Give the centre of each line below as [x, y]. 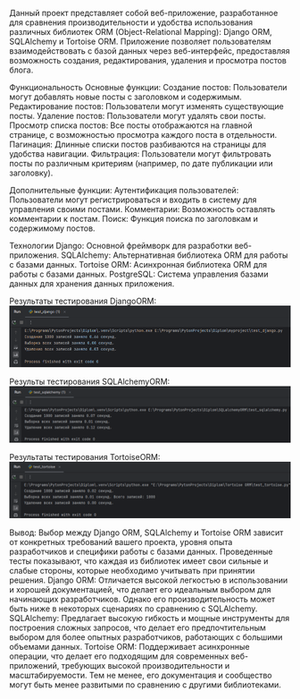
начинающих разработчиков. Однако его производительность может [142, 600]
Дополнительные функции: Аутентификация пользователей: [124, 190]
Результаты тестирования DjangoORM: [83, 301]
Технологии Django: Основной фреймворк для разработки [121, 246]
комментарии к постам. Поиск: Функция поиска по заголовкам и [134, 219]
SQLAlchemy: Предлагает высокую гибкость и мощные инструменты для [150, 618]
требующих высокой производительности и [146, 666]
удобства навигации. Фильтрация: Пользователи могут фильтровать [141, 154]
